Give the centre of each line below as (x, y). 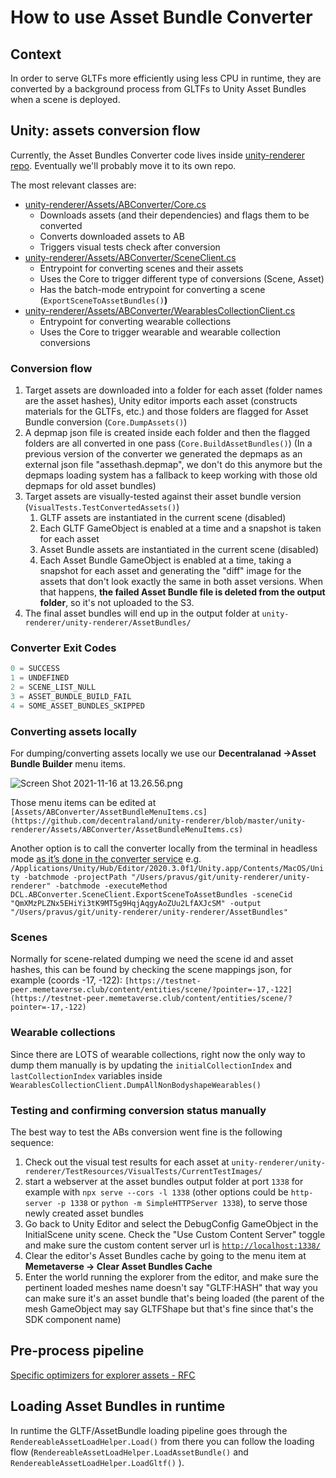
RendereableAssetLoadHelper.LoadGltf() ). (97, 1462)
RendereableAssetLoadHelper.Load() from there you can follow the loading (162, 1441)
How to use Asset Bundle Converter (161, 17)
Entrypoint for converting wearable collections (135, 321)
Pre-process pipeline (77, 1351)
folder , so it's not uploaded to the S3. (117, 603)
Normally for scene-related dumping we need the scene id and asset (152, 959)
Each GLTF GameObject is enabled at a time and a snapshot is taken (180, 528)
